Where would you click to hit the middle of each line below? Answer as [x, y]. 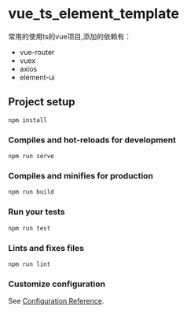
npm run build [31, 192]
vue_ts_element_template [93, 14]
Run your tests [37, 212]
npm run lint [29, 264]
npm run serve [31, 156]
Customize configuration [57, 284]
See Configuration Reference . [56, 301]
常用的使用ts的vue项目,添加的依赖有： [70, 36]
